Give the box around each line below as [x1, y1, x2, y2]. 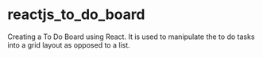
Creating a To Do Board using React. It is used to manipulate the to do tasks [7, 32, 255, 41]
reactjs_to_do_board [7, 6, 145, 24]
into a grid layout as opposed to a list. [7, 40, 130, 49]
